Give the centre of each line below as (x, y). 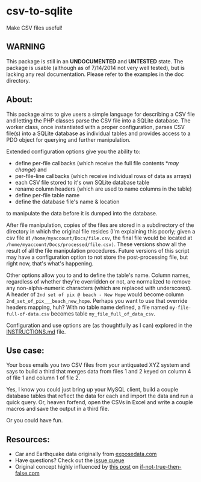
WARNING (26, 47)
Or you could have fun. (35, 420)
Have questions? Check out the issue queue (70, 460)
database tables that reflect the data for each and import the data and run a (100, 396)
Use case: (25, 350)
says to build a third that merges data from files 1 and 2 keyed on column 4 (99, 372)
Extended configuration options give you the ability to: (73, 151)
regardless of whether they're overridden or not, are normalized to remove (98, 281)
